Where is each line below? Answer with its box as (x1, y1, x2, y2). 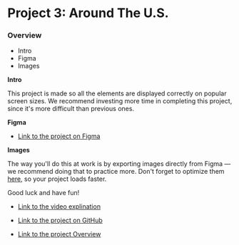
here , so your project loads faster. (7, 174, 107, 183)
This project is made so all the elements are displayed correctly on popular (7, 89, 227, 98)
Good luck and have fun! (7, 189, 80, 197)
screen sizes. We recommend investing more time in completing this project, (7, 97, 233, 105)
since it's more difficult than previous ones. (7, 105, 134, 113)
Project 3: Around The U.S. (7, 5, 169, 21)
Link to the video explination (17, 202, 101, 211)
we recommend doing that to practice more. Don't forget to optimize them (7, 167, 225, 176)
